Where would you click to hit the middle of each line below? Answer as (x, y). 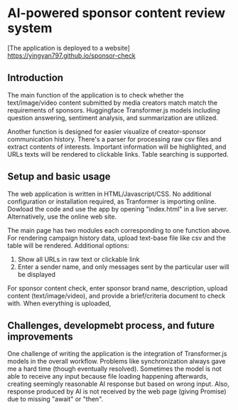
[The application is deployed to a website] (69, 48)
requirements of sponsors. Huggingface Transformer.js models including (114, 110)
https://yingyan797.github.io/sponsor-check (72, 56)
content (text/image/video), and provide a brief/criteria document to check (117, 295)
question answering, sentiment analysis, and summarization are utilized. (113, 117)
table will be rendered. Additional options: (68, 245)
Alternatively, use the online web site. (62, 216)
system (30, 28)
